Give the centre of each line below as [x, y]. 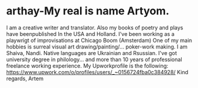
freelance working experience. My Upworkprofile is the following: [87, 66]
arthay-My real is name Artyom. [88, 11]
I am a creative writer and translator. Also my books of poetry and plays [95, 28]
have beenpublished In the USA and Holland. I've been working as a [90, 34]
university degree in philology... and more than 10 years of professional [94, 59]
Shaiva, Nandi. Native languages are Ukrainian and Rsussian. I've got [92, 53]
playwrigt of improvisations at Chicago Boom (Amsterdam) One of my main [99, 40]
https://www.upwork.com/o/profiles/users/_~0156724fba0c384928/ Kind [97, 72]
